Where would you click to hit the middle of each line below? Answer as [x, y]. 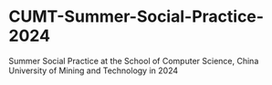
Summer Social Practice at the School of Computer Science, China [134, 61]
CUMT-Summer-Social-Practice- [136, 17]
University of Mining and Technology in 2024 [94, 71]
